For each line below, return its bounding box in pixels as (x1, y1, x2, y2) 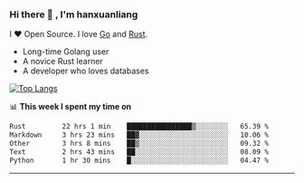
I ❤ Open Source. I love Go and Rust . (9, 29, 148, 40)
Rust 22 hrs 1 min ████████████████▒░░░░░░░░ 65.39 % (9, 122, 270, 131)
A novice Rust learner (22, 56, 104, 67)
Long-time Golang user (22, 46, 109, 57)
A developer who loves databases (22, 65, 149, 76)
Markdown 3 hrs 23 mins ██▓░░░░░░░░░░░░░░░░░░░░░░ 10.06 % (9, 130, 270, 140)
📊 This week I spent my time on (9, 101, 132, 112)
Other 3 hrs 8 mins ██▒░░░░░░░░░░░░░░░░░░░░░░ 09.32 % (9, 140, 270, 149)
